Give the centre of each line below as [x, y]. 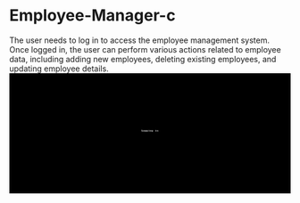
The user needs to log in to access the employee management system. [140, 40]
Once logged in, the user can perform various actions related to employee [145, 49]
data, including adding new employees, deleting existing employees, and [143, 59]
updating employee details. [59, 69]
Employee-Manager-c [92, 16]
